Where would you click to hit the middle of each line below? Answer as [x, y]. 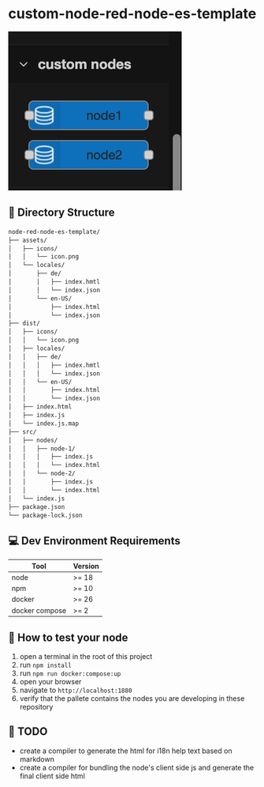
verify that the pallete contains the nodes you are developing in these [132, 699]
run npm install [46, 665]
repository [36, 707]
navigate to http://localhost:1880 [76, 690]
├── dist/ [24, 324]
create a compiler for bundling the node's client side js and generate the [137, 767]
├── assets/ [28, 240]
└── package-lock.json [45, 515]
